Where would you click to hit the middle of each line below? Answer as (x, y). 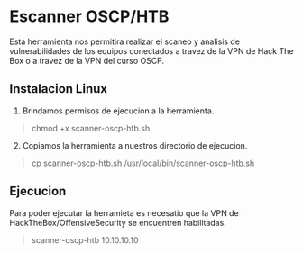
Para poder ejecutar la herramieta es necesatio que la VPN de (124, 212)
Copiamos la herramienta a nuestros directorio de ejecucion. (135, 145)
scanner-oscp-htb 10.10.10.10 (85, 239)
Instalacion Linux (59, 89)
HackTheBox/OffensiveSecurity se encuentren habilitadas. (118, 222)
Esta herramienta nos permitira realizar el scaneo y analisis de (125, 41)
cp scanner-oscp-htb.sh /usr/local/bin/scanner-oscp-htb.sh (143, 163)
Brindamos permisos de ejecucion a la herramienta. (118, 111)
